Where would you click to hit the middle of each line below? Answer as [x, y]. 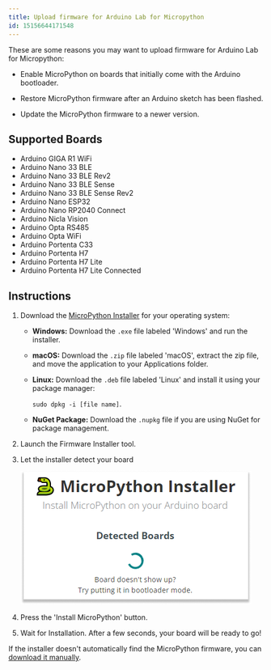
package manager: [64, 388]
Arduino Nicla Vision [54, 219]
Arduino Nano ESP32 [55, 201]
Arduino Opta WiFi [51, 236]
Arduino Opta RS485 [55, 227]
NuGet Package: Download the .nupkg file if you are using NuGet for [146, 420]
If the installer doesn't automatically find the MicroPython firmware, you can [135, 649]
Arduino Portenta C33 [56, 245]
